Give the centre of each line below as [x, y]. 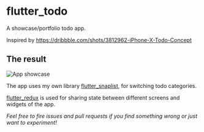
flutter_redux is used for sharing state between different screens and [93, 97]
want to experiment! [32, 122]
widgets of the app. [31, 104]
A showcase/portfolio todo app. [46, 28]
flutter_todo [37, 11]
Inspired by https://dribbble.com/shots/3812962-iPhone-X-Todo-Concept [99, 40]
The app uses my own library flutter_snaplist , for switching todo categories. [102, 86]
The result [26, 59]
